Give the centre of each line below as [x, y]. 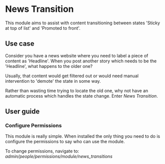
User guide [22, 112]
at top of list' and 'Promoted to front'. [43, 28]
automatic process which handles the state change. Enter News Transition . [82, 96]
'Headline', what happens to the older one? [49, 66]
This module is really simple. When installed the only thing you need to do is [82, 136]
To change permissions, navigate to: [42, 151]
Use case [20, 44]
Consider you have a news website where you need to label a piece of [77, 55]
